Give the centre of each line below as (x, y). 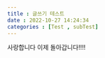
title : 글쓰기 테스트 (36, 14)
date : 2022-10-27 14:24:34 (48, 20)
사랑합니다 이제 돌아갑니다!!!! (47, 48)
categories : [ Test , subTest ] (53, 27)
